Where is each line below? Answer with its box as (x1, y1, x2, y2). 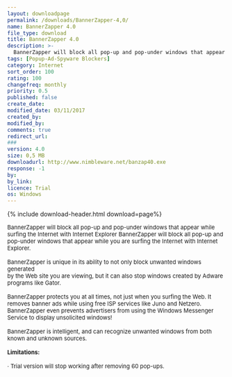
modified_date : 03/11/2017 (7, 107, 85, 114)
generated (7, 265, 35, 273)
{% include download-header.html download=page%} (7, 210, 163, 219)
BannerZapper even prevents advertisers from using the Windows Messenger (7, 307, 214, 315)
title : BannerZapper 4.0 (7, 36, 79, 43)
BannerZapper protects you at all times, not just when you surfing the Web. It (7, 293, 212, 301)
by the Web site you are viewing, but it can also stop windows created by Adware (7, 272, 224, 280)
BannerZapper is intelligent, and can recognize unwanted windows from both (7, 328, 213, 335)
